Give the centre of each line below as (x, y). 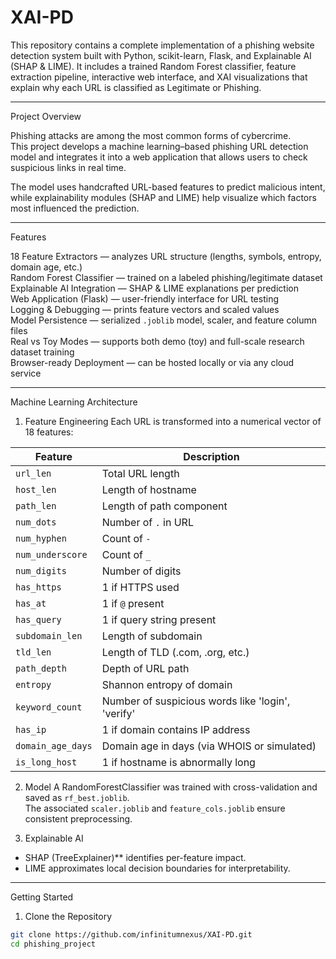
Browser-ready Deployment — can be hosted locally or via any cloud (152, 362)
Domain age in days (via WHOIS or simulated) (209, 746)
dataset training (42, 352)
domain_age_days (54, 745)
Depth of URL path (145, 668)
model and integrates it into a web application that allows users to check (159, 157)
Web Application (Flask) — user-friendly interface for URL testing (144, 298)
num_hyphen (41, 538)
